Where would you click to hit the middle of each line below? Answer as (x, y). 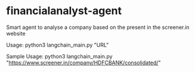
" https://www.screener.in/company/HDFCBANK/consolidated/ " (83, 63)
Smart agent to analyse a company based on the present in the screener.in (98, 27)
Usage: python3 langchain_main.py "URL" (58, 45)
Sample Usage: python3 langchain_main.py (59, 56)
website (16, 33)
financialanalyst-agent (64, 11)
